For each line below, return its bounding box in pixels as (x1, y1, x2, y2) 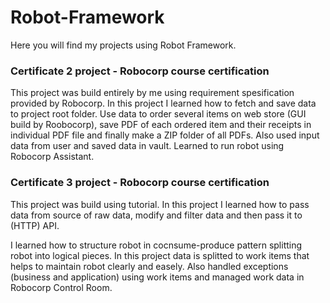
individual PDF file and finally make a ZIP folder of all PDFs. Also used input (10, 129, 320, 141)
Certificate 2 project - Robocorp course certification (10, 64, 270, 78)
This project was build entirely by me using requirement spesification (10, 87, 295, 99)
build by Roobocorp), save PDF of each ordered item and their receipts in (10, 119, 312, 131)
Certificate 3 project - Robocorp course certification (10, 176, 270, 190)
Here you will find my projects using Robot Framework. (10, 39, 237, 51)
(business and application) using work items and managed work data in (10, 271, 305, 283)
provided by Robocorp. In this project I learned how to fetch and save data (10, 97, 317, 110)
